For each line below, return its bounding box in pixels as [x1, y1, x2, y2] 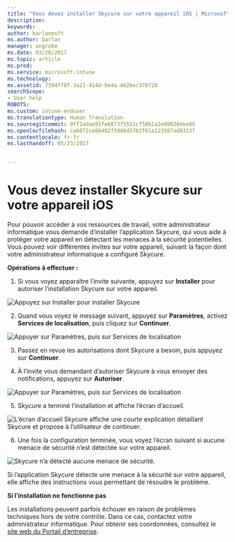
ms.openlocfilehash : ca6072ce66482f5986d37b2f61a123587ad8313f [7, 127, 196, 134]
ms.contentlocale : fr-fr [7, 133, 80, 140]
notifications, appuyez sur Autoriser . [17, 374, 124, 383]
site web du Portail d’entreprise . [7, 527, 99, 536]
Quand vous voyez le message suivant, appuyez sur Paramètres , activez [17, 312, 228, 320]
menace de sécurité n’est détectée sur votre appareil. [17, 444, 171, 452]
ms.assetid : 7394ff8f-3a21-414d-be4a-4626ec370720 [7, 82, 158, 89]
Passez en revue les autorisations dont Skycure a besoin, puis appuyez [17, 346, 222, 355]
